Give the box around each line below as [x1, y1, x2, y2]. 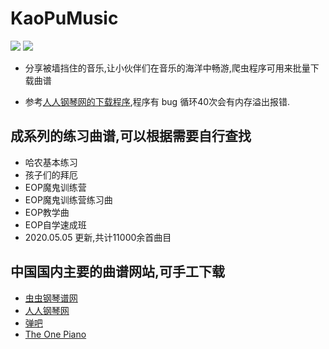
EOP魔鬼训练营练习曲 [24, 193, 113, 206]
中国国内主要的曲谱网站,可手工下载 [10, 263, 226, 281]
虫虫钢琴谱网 [24, 292, 78, 304]
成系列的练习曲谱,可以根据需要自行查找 [10, 128, 252, 145]
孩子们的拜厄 [24, 168, 78, 181]
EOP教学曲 [24, 206, 70, 218]
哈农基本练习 [24, 156, 78, 168]
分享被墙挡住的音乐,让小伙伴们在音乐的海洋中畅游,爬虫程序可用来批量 [24, 62, 311, 74]
